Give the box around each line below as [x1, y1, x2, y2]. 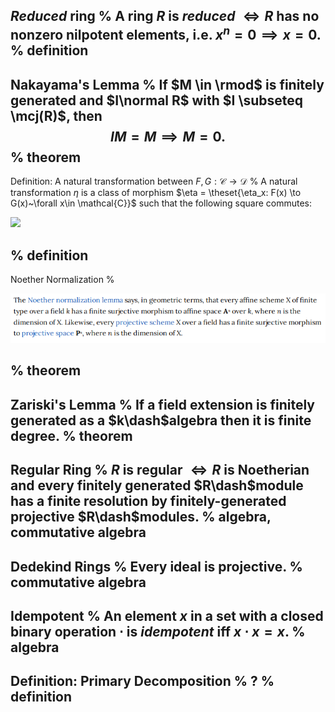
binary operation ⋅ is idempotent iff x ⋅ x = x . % [10, 623, 306, 640]
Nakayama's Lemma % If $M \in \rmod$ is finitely [10, 76, 325, 93]
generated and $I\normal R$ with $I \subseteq [10, 92, 303, 109]
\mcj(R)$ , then [10, 107, 103, 124]
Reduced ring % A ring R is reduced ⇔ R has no [10, 8, 320, 25]
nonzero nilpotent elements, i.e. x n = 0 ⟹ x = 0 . [10, 24, 322, 44]
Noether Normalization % [10, 274, 115, 286]
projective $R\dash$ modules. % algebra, [10, 509, 272, 526]
